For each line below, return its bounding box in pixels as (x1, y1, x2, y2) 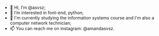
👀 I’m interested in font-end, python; (9, 10, 84, 16)
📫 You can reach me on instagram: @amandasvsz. (9, 26, 115, 31)
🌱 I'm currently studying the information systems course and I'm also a (9, 15, 155, 20)
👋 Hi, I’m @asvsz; (9, 5, 46, 10)
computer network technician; (9, 20, 72, 26)
